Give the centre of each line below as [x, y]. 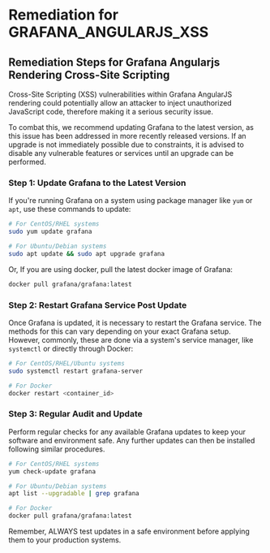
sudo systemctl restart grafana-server [76, 371]
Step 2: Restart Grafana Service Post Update [98, 305]
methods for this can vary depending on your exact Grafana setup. [120, 331]
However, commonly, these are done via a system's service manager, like [131, 339]
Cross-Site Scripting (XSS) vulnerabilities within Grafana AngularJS [120, 94]
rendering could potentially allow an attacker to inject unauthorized [120, 103]
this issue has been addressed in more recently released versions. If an [127, 136]
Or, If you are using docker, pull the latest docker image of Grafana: [121, 269]
